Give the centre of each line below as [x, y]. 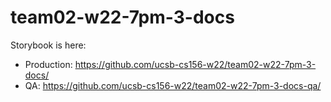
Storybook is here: [48, 45]
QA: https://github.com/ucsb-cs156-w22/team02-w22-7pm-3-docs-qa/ [173, 85]
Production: [48, 64]
